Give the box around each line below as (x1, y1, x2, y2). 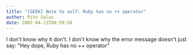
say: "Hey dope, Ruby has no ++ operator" (6, 42, 110, 49)
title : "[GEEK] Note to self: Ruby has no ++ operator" (6, 8, 146, 15)
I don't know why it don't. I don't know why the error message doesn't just (6, 36, 187, 43)
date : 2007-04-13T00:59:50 (6, 20, 73, 25)
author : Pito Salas (6, 14, 54, 20)
